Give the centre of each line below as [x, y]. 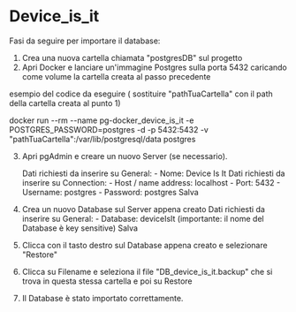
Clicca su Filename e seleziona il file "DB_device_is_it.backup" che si [147, 271]
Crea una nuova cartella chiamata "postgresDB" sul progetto [132, 57]
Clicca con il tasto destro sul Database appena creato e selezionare [144, 245]
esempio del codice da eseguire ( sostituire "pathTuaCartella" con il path [141, 94]
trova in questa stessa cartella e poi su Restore [107, 281]
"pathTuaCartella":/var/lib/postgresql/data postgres [102, 139]
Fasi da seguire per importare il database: [85, 41]
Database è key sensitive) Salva [80, 228]
